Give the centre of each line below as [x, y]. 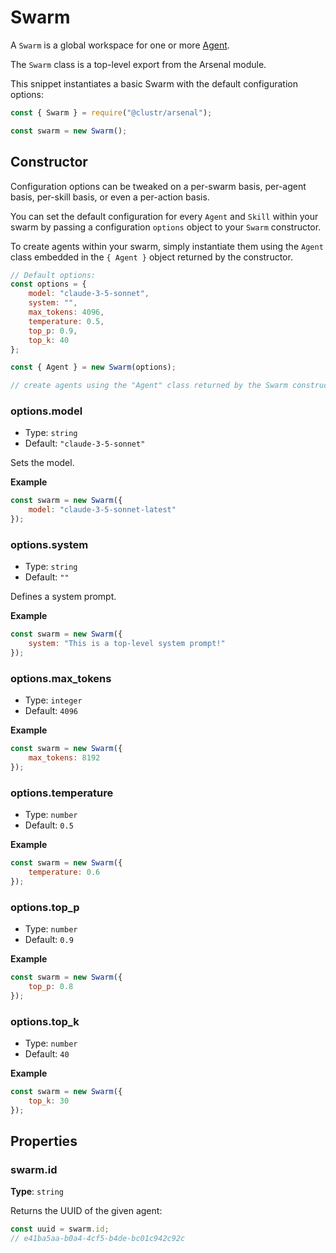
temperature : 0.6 [64, 872]
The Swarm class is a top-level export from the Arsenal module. [138, 64]
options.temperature [62, 793]
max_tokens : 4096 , [66, 312]
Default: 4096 [51, 711]
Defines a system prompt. [63, 597]
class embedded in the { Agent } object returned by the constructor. [151, 257]
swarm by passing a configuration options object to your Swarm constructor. [166, 227]
